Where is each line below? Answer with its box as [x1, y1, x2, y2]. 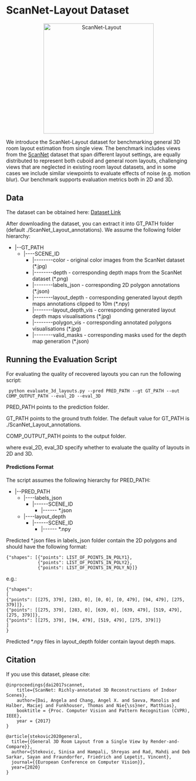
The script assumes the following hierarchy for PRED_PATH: [6, 476, 151, 483]
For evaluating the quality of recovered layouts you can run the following [6, 370, 181, 377]
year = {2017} [16, 718, 51, 724]
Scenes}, [6, 692, 28, 698]
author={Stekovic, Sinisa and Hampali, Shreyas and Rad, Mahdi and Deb [11, 749, 191, 755]
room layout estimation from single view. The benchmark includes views [6, 145, 181, 152]
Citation [6, 655, 36, 665]
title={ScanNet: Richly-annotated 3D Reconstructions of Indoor [16, 687, 177, 693]
